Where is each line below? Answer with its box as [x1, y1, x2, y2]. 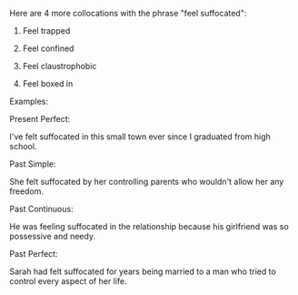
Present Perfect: [9, 114, 71, 124]
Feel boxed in [22, 78, 74, 89]
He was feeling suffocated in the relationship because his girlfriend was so [9, 221, 289, 231]
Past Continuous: [9, 204, 74, 214]
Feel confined [22, 43, 74, 54]
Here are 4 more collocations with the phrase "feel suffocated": [9, 8, 247, 18]
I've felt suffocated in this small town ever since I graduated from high [9, 131, 271, 142]
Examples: [9, 96, 48, 107]
